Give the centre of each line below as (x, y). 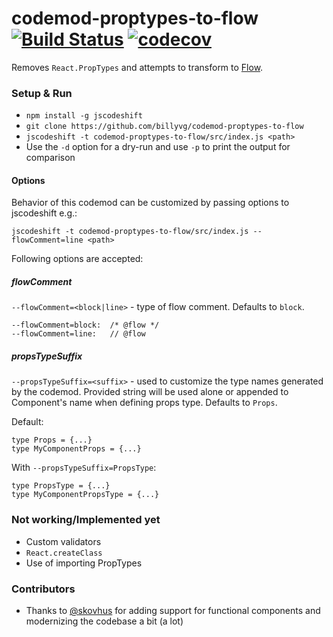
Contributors (43, 589)
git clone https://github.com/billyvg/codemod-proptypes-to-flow (164, 127)
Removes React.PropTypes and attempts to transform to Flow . (137, 67)
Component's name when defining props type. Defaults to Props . (144, 403)
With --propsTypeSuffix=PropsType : (84, 468)
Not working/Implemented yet (86, 520)
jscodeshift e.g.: (44, 213)
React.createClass (64, 553)
